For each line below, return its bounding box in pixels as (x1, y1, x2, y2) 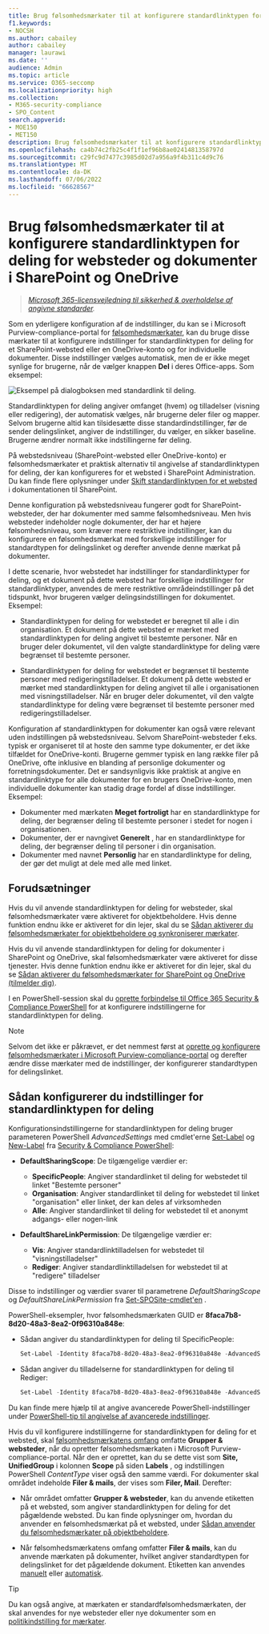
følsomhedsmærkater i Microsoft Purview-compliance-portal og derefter (8, 1050, 248, 1059)
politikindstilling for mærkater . (8, 1616, 106, 1626)
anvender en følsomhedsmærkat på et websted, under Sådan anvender (19, 1519, 256, 1529)
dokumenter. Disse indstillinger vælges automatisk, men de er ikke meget (8, 353, 251, 363)
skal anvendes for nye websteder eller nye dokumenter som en (8, 1608, 216, 1618)
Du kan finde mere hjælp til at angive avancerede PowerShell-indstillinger (8, 1403, 251, 1413)
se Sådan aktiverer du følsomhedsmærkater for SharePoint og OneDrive (8, 970, 246, 979)
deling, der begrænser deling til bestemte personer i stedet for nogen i (19, 816, 253, 825)
